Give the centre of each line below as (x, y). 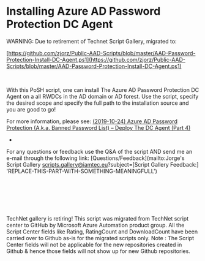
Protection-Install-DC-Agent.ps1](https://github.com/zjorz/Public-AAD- (96, 59)
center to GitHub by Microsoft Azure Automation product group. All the (95, 225)
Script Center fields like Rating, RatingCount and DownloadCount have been (102, 232)
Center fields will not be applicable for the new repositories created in (94, 244)
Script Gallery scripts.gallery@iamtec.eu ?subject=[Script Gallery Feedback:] (102, 164)
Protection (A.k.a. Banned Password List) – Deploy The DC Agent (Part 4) (99, 127)
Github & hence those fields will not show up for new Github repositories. (99, 251)
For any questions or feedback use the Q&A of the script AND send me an (99, 151)
